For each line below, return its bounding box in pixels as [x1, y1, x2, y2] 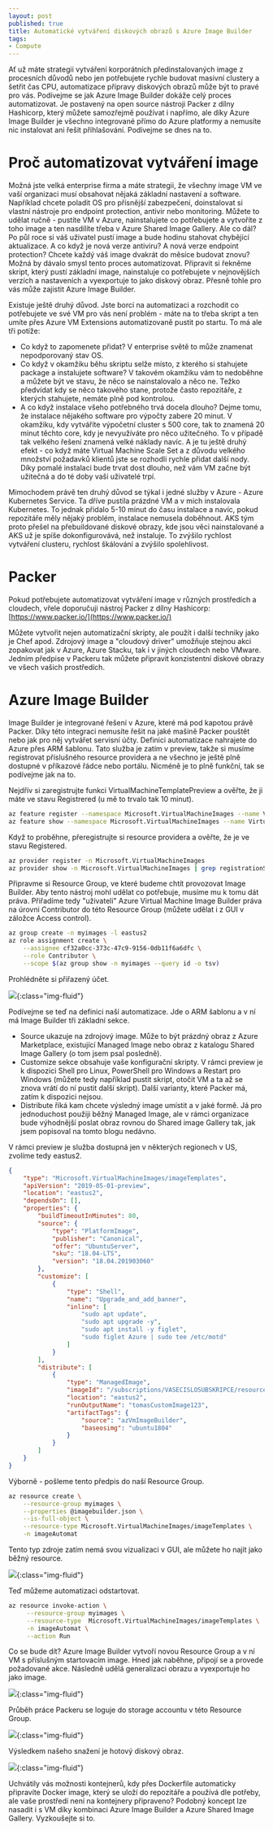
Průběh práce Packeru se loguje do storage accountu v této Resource [8, 1705, 242, 1715]
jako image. [8, 1672, 47, 1682]
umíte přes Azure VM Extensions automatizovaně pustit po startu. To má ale [8, 318, 262, 327]
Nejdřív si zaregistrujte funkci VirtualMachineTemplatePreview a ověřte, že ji [8, 785, 263, 795]
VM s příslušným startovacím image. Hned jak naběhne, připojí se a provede [8, 1655, 264, 1665]
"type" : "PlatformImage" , [51, 1227, 140, 1235]
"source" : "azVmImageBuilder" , [80, 1416, 187, 1425]
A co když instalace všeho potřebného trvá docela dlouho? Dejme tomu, [19, 402, 262, 412]
